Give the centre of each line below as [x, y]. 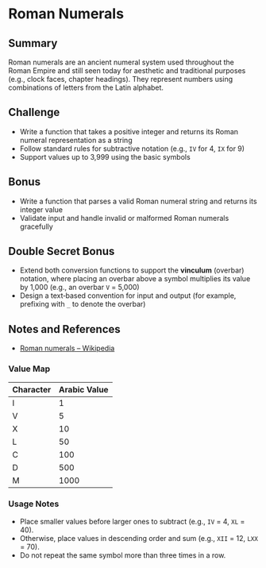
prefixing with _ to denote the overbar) [83, 304]
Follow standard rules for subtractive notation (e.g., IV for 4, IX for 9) [132, 149]
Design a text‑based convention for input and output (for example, [128, 296]
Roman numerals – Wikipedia [67, 348]
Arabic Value [83, 389]
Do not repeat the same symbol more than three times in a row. [123, 555]
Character [32, 389]
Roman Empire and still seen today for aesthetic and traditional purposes [127, 71]
